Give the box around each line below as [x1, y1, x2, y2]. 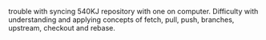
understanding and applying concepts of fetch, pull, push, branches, [8, 15, 235, 24]
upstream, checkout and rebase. [8, 24, 116, 32]
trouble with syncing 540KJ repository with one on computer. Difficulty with [8, 7, 259, 16]
